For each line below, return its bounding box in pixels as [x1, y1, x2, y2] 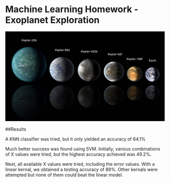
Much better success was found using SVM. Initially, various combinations [5, 146, 160, 152]
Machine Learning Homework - [5, 4, 139, 15]
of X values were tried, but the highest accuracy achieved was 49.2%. [5, 151, 152, 158]
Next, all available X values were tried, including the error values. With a [5, 161, 155, 167]
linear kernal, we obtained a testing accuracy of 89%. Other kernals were [5, 166, 158, 173]
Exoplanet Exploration [5, 14, 100, 26]
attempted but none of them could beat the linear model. [5, 172, 123, 178]
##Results [5, 126, 26, 132]
